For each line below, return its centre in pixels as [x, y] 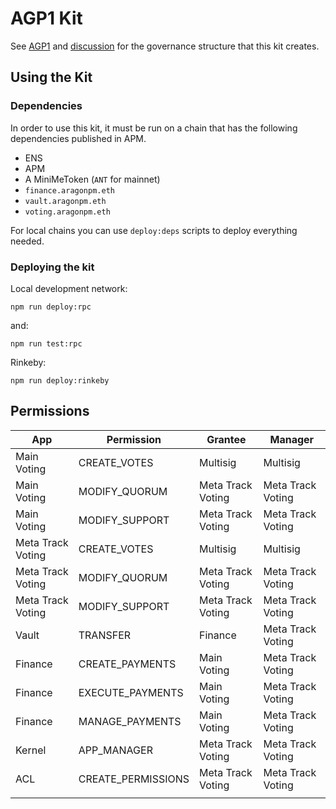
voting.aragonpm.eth [67, 212]
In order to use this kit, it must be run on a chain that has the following [154, 128]
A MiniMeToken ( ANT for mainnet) [92, 179]
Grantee [226, 439]
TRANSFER [105, 635]
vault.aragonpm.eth [65, 201]
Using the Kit [51, 77]
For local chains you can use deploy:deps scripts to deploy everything [154, 230]
